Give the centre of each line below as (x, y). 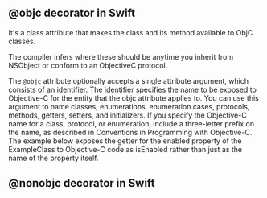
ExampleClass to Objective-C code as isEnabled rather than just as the (125, 149)
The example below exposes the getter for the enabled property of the (125, 141)
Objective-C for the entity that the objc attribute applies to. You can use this (133, 98)
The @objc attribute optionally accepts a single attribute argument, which (129, 80)
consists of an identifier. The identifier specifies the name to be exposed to (133, 89)
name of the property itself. (53, 158)
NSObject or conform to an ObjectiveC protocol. (88, 65)
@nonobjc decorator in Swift (82, 183)
